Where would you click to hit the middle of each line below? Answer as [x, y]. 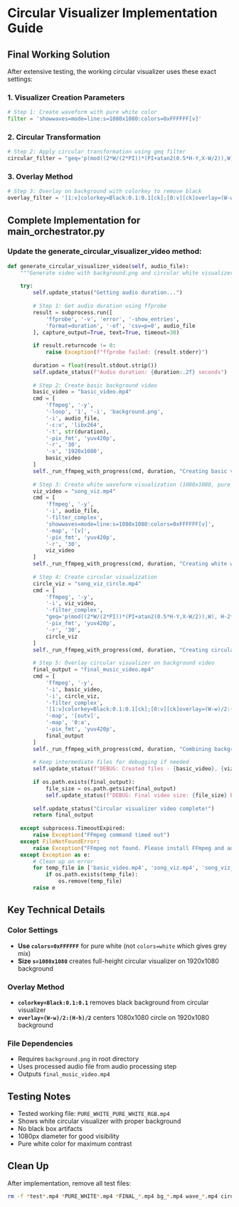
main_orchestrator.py [56, 232]
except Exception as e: [55, 855]
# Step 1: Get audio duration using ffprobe [100, 306]
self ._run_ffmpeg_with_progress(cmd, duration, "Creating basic [130, 471]
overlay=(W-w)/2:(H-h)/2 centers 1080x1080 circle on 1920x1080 [113, 1017]
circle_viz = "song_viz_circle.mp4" [87, 584]
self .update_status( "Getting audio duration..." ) [108, 293]
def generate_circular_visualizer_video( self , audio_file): [99, 266]
